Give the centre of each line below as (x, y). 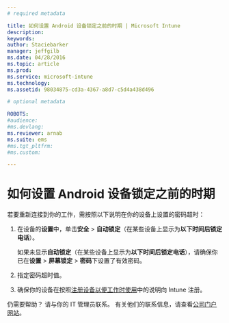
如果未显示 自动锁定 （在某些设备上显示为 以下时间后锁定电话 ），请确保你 (117, 252)
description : (26, 32)
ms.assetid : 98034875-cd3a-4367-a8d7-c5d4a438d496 (81, 90)
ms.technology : (29, 83)
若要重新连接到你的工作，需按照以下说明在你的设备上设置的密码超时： (106, 215)
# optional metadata (37, 102)
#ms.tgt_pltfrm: (30, 146)
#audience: (23, 120)
